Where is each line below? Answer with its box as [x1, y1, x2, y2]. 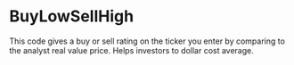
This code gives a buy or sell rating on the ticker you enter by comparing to [9, 36, 285, 46]
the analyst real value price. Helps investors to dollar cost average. [9, 45, 254, 55]
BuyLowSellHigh [9, 6, 135, 27]
